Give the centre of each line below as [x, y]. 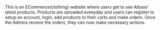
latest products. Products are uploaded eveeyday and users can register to [80, 12]
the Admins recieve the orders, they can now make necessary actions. [75, 22]
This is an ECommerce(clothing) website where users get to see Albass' [77, 7]
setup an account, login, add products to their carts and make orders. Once [80, 17]
